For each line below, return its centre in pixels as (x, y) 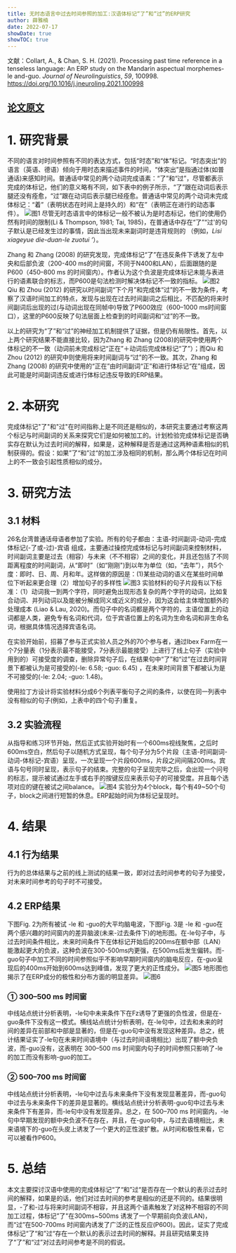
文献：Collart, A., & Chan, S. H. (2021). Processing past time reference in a (115, 61)
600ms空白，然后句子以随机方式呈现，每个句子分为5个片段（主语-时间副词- (118, 752)
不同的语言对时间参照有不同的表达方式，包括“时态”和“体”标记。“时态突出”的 (117, 161)
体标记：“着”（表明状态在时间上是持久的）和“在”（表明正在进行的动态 (108, 205)
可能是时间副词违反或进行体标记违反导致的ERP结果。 (90, 375)
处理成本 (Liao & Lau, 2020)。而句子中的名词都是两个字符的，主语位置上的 (115, 609)
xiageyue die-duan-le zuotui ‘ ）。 (55, 240)
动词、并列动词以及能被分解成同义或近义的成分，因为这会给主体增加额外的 (121, 600)
